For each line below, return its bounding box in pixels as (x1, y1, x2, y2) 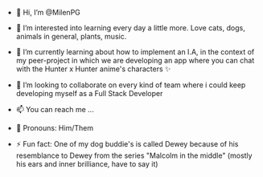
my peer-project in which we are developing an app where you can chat (15, 56, 255, 65)
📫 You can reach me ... (15, 105, 94, 114)
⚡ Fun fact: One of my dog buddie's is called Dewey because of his (15, 139, 239, 148)
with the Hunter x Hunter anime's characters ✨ (15, 64, 171, 74)
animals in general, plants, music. (15, 32, 127, 41)
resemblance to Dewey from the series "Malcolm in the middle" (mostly (15, 151, 253, 160)
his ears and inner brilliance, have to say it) (15, 159, 158, 168)
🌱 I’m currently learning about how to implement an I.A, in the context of (15, 47, 255, 56)
